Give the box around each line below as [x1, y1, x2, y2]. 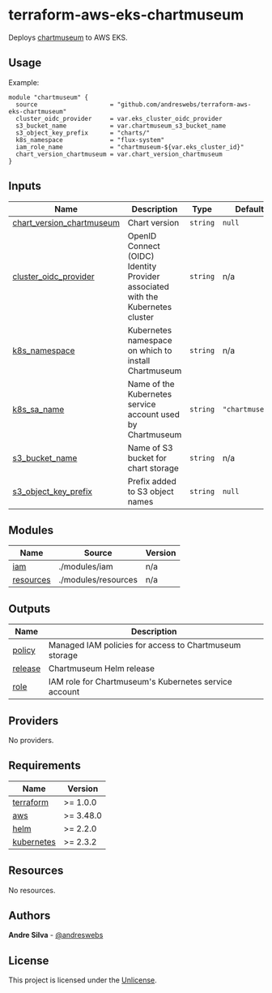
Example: [8, 77, 40, 87]
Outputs [8, 602, 51, 616]
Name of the [127, 378, 176, 389]
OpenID [127, 230, 157, 241]
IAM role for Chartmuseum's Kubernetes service [48, 676, 232, 687]
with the [127, 290, 159, 302]
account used [127, 408, 180, 419]
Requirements [8, 759, 81, 772]
